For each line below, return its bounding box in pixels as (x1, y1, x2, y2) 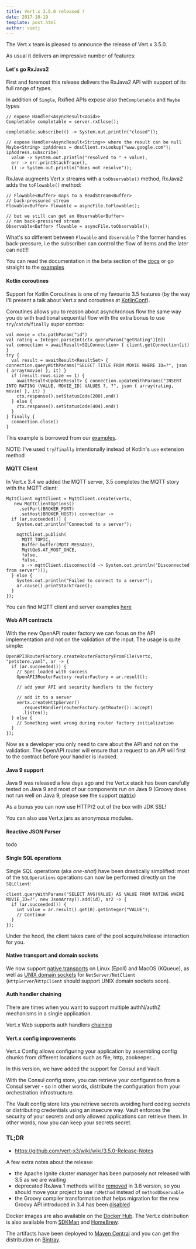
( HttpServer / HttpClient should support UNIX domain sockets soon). (6, 977, 171, 984)
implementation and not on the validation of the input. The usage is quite (6, 636, 181, 643)
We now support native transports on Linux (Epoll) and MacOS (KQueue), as (6, 964, 190, 972)
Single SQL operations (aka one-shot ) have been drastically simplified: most (6, 867, 190, 874)
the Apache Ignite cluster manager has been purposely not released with (14, 1169, 191, 1177)
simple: (6, 642, 24, 649)
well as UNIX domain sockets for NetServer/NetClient (6, 971, 136, 978)
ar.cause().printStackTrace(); (16, 583, 93, 588)
